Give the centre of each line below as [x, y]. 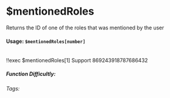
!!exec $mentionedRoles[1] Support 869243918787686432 [77, 60]
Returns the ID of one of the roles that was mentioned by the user [85, 28]
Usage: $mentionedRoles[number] [46, 41]
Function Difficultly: [31, 74]
